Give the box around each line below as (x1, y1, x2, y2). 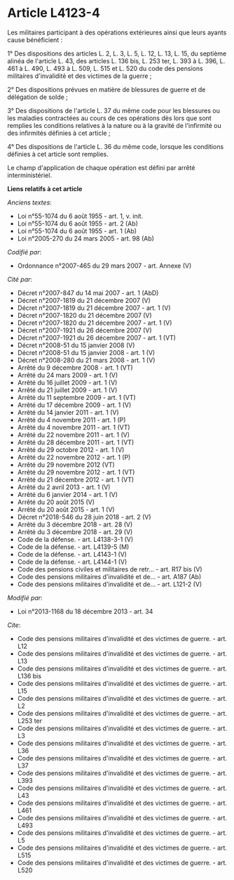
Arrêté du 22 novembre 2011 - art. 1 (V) (17, 430, 130, 439)
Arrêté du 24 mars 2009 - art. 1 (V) (17, 370, 118, 379)
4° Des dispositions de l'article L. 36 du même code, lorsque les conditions (7, 142, 224, 150)
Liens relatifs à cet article (7, 184, 83, 193)
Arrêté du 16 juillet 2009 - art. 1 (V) (17, 378, 118, 387)
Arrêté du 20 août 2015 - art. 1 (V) (17, 505, 115, 514)
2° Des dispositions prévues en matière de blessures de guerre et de (7, 85, 206, 93)
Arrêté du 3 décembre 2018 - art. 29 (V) (17, 527, 133, 536)
